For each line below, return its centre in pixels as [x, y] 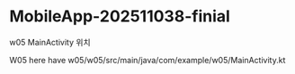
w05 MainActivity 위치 [50, 42]
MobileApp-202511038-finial [120, 16]
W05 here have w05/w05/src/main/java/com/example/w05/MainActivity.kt [147, 60]
